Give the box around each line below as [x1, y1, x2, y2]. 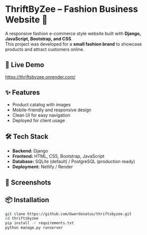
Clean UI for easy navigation [12, 112, 70, 118]
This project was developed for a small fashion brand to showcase [5, 41, 142, 47]
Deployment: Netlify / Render [12, 164, 73, 170]
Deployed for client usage [12, 117, 65, 123]
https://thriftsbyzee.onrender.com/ [5, 74, 76, 80]
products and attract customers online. [5, 46, 85, 52]
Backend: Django [12, 148, 49, 154]
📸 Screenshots [5, 178, 51, 187]
